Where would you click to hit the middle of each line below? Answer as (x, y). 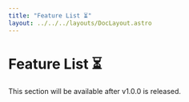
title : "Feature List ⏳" (50, 16)
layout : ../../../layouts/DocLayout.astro (80, 23)
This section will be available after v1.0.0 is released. (95, 92)
